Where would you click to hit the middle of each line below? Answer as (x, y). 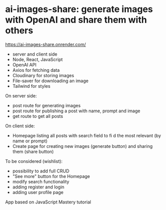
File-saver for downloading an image (50, 81)
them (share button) (33, 151)
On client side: (20, 126)
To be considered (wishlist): (34, 161)
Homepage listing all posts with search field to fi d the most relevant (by (87, 135)
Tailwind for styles (31, 86)
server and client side (35, 54)
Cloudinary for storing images (43, 75)
